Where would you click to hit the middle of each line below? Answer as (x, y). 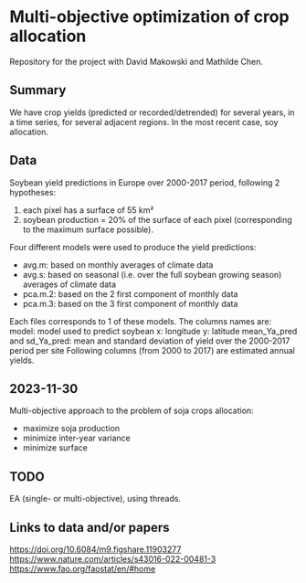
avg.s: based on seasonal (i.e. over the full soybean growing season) (152, 274)
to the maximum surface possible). (88, 229)
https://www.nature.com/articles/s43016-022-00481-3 (113, 559)
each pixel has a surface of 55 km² (88, 210)
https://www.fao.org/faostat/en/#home (83, 569)
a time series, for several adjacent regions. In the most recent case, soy (144, 122)
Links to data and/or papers (90, 527)
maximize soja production (71, 429)
